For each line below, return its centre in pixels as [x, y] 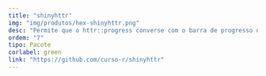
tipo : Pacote [30, 45]
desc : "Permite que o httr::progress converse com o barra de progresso [131, 30]
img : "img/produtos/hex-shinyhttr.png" [74, 23]
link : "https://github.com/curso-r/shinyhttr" [86, 60]
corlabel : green [35, 52]
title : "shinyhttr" [40, 15]
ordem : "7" [26, 38]
